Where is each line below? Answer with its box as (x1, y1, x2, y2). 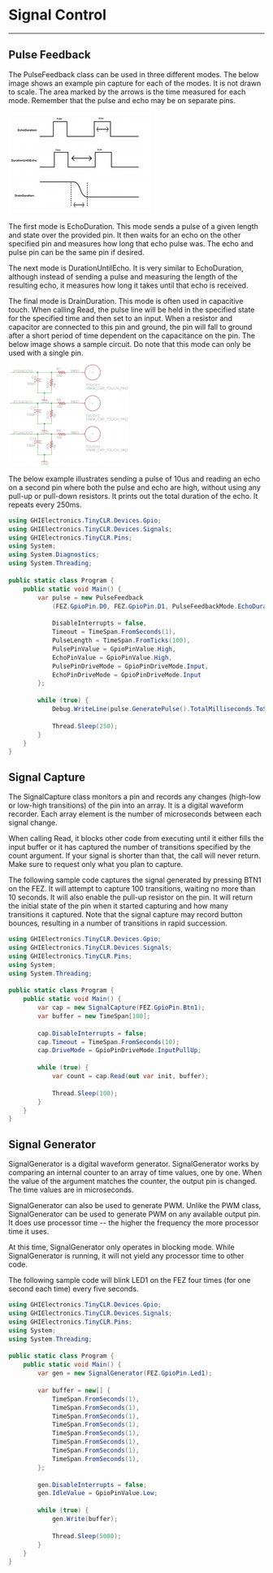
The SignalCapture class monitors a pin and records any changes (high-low (8, 792, 262, 802)
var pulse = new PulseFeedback (37, 593, 144, 602)
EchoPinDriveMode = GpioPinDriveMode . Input (51, 670, 201, 679)
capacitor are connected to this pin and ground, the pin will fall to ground (8, 322, 253, 331)
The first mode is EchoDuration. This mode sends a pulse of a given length (8, 221, 258, 231)
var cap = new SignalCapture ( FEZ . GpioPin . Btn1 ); (37, 1003, 206, 1012)
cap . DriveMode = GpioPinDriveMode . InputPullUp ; (37, 1046, 201, 1055)
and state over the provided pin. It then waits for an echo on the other (8, 230, 241, 240)
